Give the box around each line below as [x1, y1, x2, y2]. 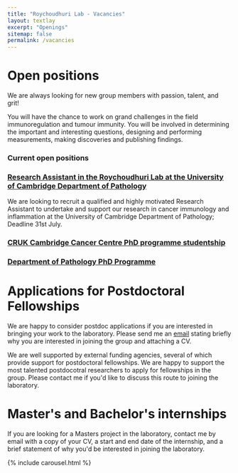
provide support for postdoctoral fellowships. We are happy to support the [7, 358, 225, 367]
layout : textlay [7, 17, 55, 24]
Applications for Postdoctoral [7, 283, 185, 299]
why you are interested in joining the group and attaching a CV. [7, 337, 192, 345]
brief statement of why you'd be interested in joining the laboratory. [7, 445, 205, 453]
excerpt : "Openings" [7, 24, 69, 31]
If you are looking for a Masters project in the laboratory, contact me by [7, 430, 217, 438]
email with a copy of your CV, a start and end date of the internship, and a [7, 437, 224, 445]
